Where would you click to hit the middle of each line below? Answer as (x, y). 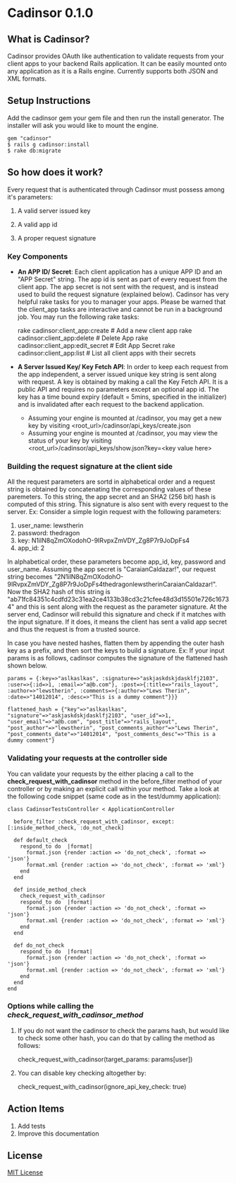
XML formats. (27, 78)
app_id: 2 (31, 548)
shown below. (27, 665)
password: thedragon (49, 533)
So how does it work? (55, 172)
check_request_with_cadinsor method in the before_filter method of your (115, 781)
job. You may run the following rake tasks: (78, 317)
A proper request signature (57, 238)
